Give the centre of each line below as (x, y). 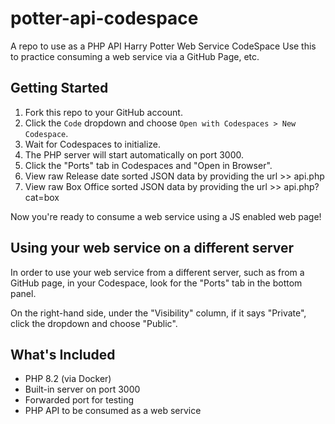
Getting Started (59, 88)
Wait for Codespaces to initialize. (92, 144)
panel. (23, 293)
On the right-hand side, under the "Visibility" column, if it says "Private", (158, 313)
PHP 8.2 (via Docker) (68, 379)
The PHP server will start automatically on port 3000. (134, 154)
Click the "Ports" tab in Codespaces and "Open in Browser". (148, 165)
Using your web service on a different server (152, 248)
